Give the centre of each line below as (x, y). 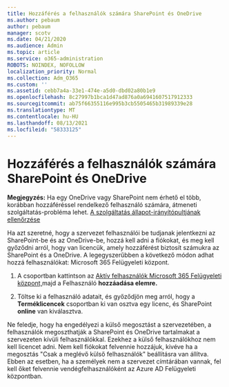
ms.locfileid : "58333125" (44, 129)
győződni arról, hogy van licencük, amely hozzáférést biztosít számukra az (113, 248)
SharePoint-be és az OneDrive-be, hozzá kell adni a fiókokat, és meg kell (111, 240)
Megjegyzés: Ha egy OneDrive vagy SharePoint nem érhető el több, (104, 197)
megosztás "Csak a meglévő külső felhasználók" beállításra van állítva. (108, 354)
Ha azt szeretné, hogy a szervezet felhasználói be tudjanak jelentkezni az (111, 233)
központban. (25, 376)
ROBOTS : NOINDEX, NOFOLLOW (46, 65)
